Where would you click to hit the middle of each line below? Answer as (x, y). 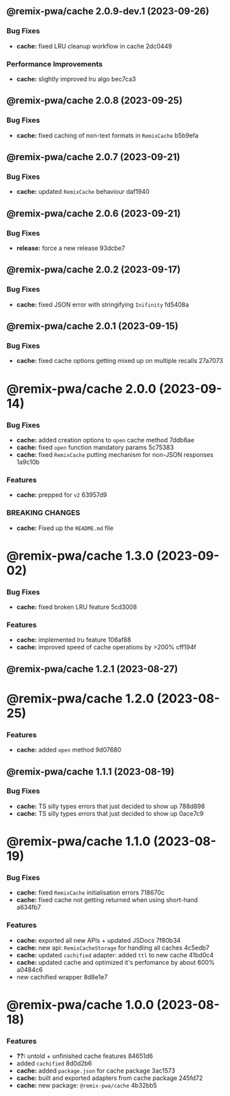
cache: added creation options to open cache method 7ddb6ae (105, 440)
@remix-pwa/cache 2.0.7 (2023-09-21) (93, 157)
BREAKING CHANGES (43, 513)
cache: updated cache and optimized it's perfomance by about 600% (115, 962)
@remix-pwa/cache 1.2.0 (80, 698)
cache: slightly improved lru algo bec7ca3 (76, 79)
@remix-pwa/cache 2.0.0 (81, 389)
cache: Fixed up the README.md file (65, 528)
